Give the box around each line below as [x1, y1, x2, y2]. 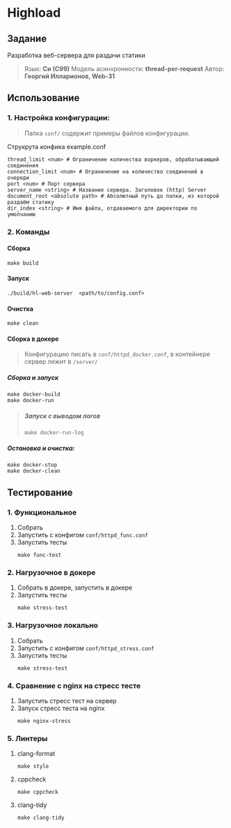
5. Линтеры [7, 733, 48, 743]
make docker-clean [7, 468, 61, 475]
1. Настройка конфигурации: [7, 113, 110, 123]
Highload [7, 5, 61, 21]
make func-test [17, 552, 62, 559]
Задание [7, 33, 47, 45]
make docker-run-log [24, 429, 84, 436]
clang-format [17, 749, 56, 758]
